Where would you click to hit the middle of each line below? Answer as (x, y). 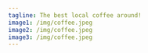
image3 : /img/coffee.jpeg (50, 37)
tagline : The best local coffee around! (75, 15)
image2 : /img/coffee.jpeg (50, 30)
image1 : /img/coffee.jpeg (50, 23)
